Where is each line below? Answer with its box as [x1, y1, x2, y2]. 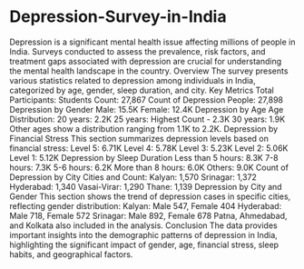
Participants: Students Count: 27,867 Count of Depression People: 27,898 [9, 94, 284, 105]
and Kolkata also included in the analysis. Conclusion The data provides [9, 220, 279, 231]
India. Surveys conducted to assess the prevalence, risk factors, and [9, 45, 266, 56]
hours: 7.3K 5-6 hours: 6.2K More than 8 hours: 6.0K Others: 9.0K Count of [9, 162, 289, 173]
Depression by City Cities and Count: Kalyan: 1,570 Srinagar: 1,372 [9, 171, 257, 183]
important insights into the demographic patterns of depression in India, [9, 229, 279, 240]
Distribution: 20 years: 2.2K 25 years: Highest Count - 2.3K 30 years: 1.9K [9, 114, 286, 125]
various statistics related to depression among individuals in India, [9, 75, 256, 85]
